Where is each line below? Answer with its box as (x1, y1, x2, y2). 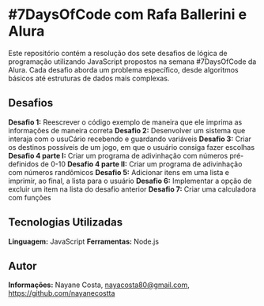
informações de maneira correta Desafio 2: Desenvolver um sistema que (8, 125, 246, 135)
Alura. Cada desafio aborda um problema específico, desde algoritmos (8, 65, 239, 74)
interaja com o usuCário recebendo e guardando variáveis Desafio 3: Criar (8, 134, 251, 144)
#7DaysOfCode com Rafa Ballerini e (8, 6, 247, 24)
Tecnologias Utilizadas (8, 215, 123, 229)
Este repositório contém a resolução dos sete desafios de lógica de (8, 48, 228, 58)
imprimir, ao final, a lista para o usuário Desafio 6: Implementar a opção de (8, 176, 252, 185)
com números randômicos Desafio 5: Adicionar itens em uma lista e (8, 167, 230, 177)
